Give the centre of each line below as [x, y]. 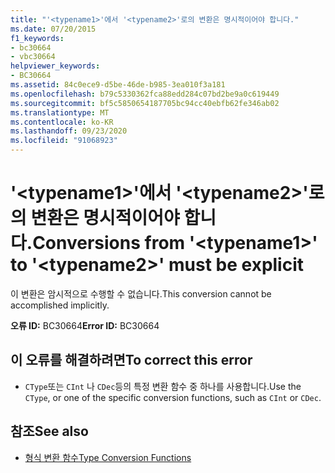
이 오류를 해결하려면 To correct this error [131, 360]
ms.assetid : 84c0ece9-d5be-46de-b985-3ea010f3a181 [118, 85]
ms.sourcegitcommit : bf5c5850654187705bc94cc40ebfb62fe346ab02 [145, 103]
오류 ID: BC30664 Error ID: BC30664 [85, 325]
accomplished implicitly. [60, 305]
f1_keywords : [37, 38]
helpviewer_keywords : [55, 66]
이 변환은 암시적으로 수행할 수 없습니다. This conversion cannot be [141, 293]
